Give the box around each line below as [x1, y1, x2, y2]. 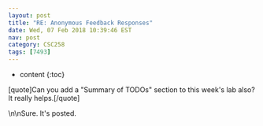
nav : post [8, 33, 41, 42]
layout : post [8, 11, 51, 20]
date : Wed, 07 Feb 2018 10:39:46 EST [8, 26, 132, 34]
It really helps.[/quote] [8, 94, 80, 102]
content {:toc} [19, 70, 65, 79]
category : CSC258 [8, 41, 65, 49]
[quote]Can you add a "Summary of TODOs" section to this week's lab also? [8, 85, 256, 94]
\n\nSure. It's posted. [8, 109, 76, 118]
